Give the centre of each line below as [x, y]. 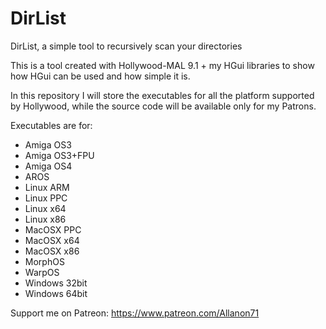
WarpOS [42, 272]
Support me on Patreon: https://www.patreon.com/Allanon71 [135, 313]
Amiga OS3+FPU [59, 155]
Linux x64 [45, 208]
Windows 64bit [56, 293]
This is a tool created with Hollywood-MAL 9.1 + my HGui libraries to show [162, 65]
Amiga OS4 [48, 166]
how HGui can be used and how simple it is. [100, 76]
